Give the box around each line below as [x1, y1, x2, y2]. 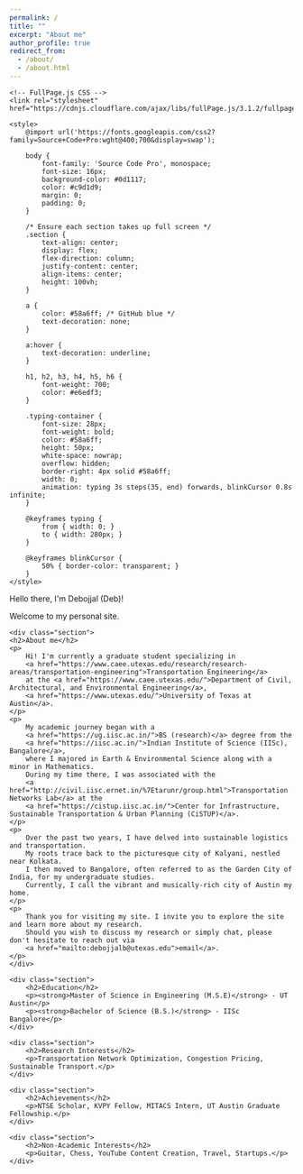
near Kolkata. [9, 857, 63, 866]
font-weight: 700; [41, 380, 111, 389]
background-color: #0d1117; [41, 175, 147, 184]
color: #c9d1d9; [41, 182, 103, 192]
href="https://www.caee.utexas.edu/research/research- [37, 659, 248, 668]
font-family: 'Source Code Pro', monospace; [41, 159, 212, 168]
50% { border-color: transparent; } [41, 561, 179, 571]
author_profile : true [9, 38, 91, 48]
